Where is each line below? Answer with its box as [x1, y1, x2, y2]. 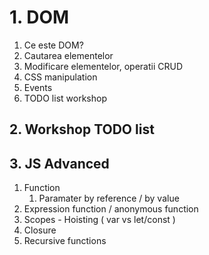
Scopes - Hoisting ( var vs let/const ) [23, 214, 176, 226]
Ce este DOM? [23, 39, 84, 51]
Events [23, 81, 53, 93]
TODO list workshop [23, 92, 107, 104]
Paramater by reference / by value [38, 192, 180, 205]
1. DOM [9, 6, 70, 29]
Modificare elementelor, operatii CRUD [23, 60, 183, 72]
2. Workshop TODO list [9, 121, 155, 138]
